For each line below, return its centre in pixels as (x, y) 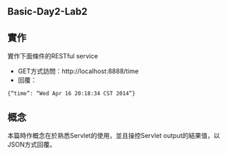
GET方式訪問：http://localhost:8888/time (78, 71)
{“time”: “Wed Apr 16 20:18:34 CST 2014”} (71, 94)
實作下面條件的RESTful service (53, 56)
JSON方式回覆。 (32, 144)
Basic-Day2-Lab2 (47, 12)
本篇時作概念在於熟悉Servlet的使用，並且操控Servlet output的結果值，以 (114, 136)
